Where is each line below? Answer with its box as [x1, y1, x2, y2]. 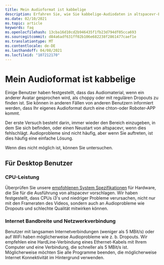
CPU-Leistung [5, 174, 40, 181]
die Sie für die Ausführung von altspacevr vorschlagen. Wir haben [5, 190, 138, 196]
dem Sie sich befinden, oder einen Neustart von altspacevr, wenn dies [5, 125, 146, 131]
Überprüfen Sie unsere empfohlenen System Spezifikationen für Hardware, [5, 185, 156, 190]
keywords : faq [5, 25, 34, 30]
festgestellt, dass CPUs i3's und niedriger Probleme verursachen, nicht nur [5, 195, 156, 201]
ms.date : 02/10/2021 [5, 16, 47, 21]
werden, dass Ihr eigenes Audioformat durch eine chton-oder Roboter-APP [5, 105, 156, 111]
